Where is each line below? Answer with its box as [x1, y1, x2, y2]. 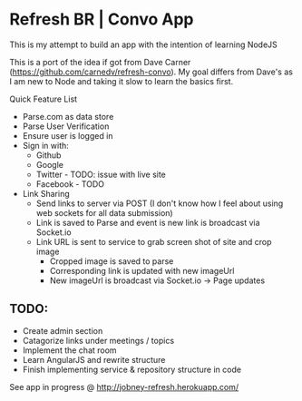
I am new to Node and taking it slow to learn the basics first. [9, 75, 234, 86]
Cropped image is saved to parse [49, 255, 174, 267]
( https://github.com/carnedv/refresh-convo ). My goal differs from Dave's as [9, 66, 293, 77]
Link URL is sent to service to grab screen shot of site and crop [35, 236, 272, 247]
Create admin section [22, 325, 103, 336]
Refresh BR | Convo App [9, 9, 194, 30]
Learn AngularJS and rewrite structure [22, 354, 166, 365]
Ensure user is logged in [22, 130, 113, 141]
